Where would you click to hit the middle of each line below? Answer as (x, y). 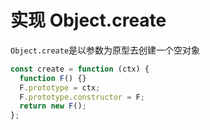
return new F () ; (53, 106)
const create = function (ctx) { (80, 69)
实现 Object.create (88, 20)
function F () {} (53, 78)
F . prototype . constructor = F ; (82, 97)
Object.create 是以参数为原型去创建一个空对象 (105, 50)
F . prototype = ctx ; (60, 87)
